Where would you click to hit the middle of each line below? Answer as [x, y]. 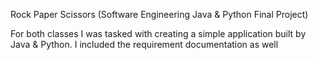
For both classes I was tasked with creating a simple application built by [158, 33]
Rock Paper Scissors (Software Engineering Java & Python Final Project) [159, 14]
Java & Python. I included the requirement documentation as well [144, 44]
